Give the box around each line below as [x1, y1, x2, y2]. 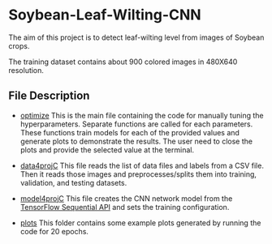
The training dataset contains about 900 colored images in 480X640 [8, 57, 238, 66]
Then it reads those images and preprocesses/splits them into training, [19, 169, 257, 179]
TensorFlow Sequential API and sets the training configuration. [19, 202, 230, 212]
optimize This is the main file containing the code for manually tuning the [19, 110, 264, 120]
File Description [8, 89, 90, 103]
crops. [8, 41, 30, 50]
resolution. [8, 65, 45, 75]
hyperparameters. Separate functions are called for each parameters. [19, 119, 253, 129]
